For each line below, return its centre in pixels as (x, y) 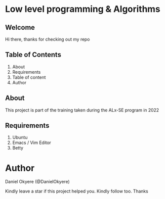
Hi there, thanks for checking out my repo (47, 39)
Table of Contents (33, 55)
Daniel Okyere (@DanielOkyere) (38, 182)
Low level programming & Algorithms (83, 9)
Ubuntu (20, 138)
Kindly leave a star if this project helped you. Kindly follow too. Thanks (77, 191)
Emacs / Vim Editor (32, 143)
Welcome (20, 27)
